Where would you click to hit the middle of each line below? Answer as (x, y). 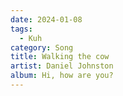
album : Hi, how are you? (62, 76)
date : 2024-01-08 (46, 19)
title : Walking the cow (60, 57)
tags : (21, 29)
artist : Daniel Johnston (62, 66)
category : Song (42, 47)
